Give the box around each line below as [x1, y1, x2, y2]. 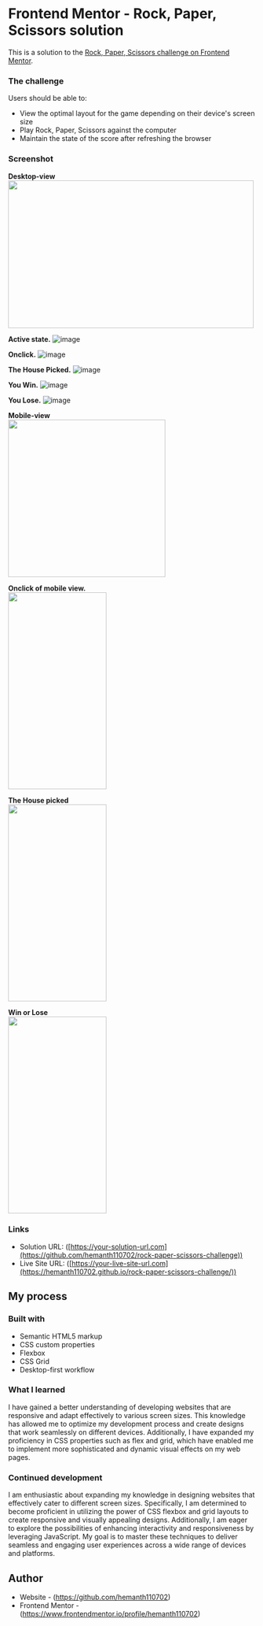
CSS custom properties [19, 1339, 96, 1349]
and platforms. [8, 1549, 56, 1558]
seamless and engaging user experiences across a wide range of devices [8, 1540, 247, 1550]
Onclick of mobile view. [8, 583, 86, 593]
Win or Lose [8, 1007, 49, 1017]
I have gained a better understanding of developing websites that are [8, 1402, 232, 1412]
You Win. [8, 380, 39, 390]
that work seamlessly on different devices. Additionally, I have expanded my [8, 1427, 254, 1437]
